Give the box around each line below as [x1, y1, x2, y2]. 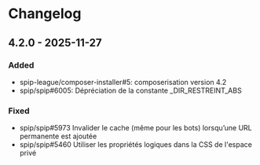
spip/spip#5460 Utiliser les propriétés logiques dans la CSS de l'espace [19, 140, 253, 149]
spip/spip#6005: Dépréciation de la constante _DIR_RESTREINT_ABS [19, 86, 242, 95]
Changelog [8, 5, 82, 23]
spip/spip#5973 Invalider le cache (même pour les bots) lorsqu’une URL [19, 123, 253, 133]
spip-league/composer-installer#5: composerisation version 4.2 [19, 77, 227, 86]
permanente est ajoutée [19, 131, 97, 141]
